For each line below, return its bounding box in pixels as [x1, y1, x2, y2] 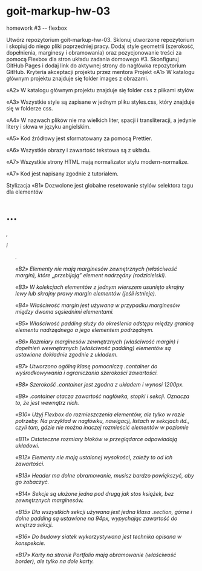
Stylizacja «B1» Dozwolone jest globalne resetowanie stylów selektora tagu [6, 181, 194, 189]
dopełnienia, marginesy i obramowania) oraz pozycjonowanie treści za [6, 49, 182, 56]
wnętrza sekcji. [15, 521, 53, 529]
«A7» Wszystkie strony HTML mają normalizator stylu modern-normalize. [6, 158, 189, 165]
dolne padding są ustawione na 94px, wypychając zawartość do [15, 515, 178, 522]
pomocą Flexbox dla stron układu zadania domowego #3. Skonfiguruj [6, 55, 180, 63]
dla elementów [6, 188, 44, 195]
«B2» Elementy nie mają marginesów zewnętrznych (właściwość [15, 265, 177, 272]
